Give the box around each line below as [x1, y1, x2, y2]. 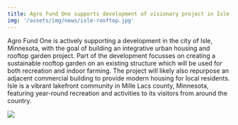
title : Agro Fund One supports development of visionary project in [7, 10, 214, 18]
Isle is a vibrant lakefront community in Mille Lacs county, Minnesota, [7, 81, 209, 90]
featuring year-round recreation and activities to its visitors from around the [7, 89, 228, 97]
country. [7, 96, 32, 105]
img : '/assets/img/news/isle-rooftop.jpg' [7, 17, 135, 24]
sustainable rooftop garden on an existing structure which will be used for [7, 59, 223, 67]
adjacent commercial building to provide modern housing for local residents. [7, 73, 230, 82]
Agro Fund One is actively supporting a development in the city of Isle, [7, 36, 213, 44]
